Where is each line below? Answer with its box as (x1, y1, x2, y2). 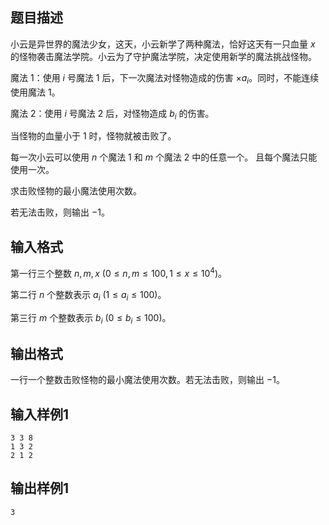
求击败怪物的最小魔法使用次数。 (10, 185, 142, 197)
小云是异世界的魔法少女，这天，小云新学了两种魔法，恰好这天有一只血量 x (10, 38, 316, 50)
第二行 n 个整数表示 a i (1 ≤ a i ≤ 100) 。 (10, 288, 167, 303)
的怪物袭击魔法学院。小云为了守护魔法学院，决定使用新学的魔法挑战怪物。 (10, 50, 317, 62)
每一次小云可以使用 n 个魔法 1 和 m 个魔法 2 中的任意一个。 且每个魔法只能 (10, 151, 318, 163)
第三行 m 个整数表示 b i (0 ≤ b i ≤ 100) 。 (10, 311, 172, 326)
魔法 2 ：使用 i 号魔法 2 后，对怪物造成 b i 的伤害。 (10, 107, 215, 122)
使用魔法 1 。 (10, 86, 61, 98)
